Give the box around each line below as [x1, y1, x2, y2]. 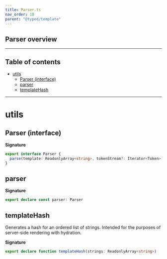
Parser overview [5, 35, 57, 43]
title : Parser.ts [5, 7, 41, 12]
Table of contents [5, 58, 61, 66]
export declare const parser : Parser [5, 197, 83, 202]
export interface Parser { [5, 151, 61, 156]
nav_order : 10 [5, 12, 35, 17]
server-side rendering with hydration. [5, 230, 82, 236]
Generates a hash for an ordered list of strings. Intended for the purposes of [5, 225, 161, 231]
